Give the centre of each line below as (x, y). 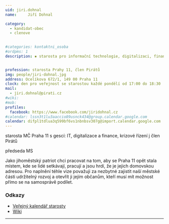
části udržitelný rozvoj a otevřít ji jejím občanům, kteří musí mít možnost (79, 177)
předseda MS (19, 151)
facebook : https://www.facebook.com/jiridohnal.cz (64, 112)
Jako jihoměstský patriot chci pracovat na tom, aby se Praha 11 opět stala (81, 161)
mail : (11, 89)
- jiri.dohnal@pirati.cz (36, 93)
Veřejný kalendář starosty (39, 206)
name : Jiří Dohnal (29, 15)
